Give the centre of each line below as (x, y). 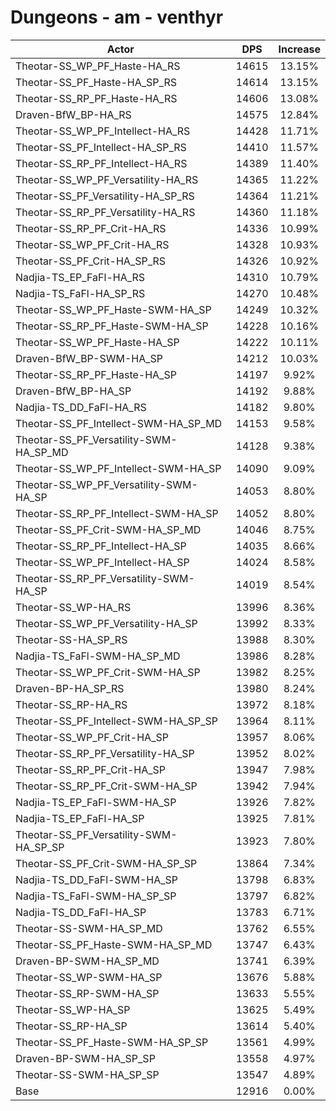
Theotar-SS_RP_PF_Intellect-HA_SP (101, 546)
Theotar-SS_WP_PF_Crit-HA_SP (92, 737)
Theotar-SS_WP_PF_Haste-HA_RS (98, 66)
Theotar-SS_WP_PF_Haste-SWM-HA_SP (113, 309)
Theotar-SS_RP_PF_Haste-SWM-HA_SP (112, 326)
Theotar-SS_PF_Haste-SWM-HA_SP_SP (112, 1042)
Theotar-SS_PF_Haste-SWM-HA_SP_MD (114, 944)
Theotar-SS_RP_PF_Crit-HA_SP (90, 769)
